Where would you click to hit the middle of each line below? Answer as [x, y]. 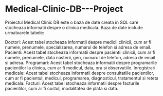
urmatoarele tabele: [25, 32]
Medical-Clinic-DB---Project [64, 9]
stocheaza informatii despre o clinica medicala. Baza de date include [74, 27]
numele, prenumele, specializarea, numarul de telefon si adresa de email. [78, 47]
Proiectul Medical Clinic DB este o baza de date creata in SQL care [72, 22]
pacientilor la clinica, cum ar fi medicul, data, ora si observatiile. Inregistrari [80, 68]
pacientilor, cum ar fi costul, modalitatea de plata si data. [62, 88]
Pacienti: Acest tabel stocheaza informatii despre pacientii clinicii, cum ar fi [80, 52]
